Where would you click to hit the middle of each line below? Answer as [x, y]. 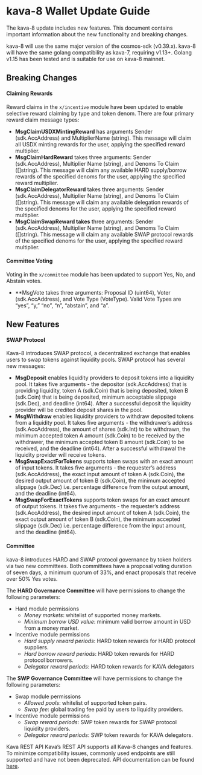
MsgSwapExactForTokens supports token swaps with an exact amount [104, 462]
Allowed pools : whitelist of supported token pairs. [86, 702]
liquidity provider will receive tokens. [61, 455]
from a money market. [52, 628]
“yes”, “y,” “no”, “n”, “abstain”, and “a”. [62, 305]
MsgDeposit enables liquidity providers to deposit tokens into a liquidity [104, 378]
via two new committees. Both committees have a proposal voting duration [99, 566]
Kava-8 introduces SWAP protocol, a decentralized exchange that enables [98, 353]
